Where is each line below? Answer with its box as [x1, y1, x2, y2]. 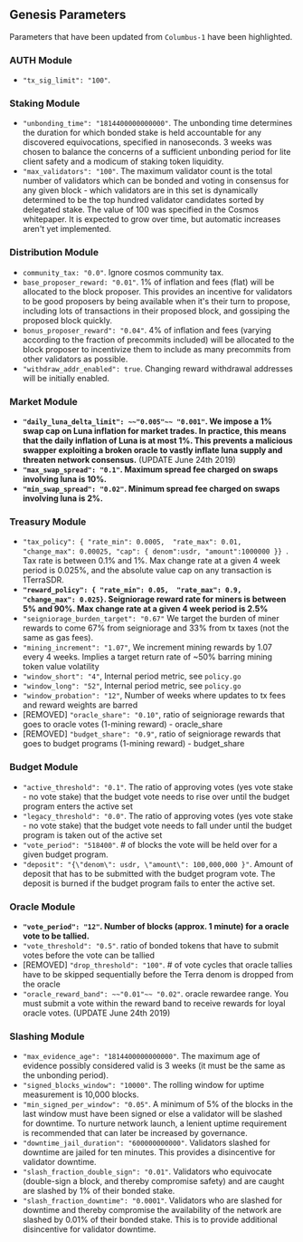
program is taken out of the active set [22, 829, 163, 841]
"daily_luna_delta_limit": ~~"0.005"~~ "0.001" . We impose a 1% [22, 416, 273, 427]
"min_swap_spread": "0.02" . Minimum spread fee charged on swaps [22, 484, 280, 494]
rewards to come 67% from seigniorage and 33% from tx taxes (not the [22, 622, 289, 633]
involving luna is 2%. [22, 493, 104, 504]
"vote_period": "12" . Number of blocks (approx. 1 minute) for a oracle [22, 920, 289, 931]
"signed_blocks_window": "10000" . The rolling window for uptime [22, 1080, 265, 1091]
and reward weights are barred [22, 699, 138, 710]
